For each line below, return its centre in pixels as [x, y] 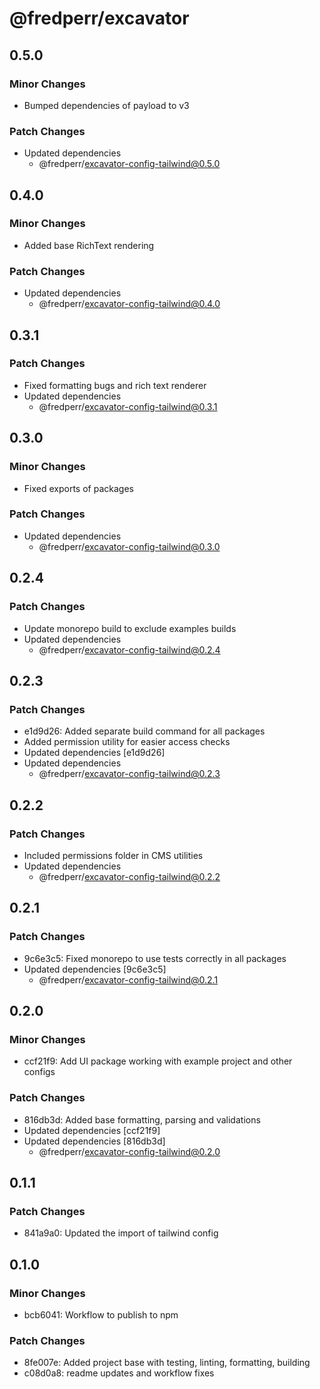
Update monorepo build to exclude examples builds [130, 628]
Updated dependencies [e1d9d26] [94, 753]
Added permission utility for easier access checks [127, 742]
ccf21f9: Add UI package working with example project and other [158, 1061]
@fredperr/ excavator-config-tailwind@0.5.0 [129, 164]
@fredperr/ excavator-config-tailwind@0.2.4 [129, 649]
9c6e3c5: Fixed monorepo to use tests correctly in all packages [155, 958]
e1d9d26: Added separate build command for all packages [144, 731]
